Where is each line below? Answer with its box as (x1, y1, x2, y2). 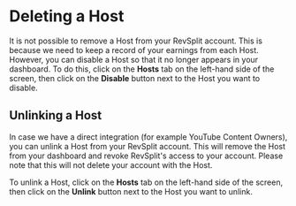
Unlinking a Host (9, 108, 102, 123)
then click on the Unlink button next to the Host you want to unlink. (9, 186, 254, 196)
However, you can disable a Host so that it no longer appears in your (9, 54, 259, 65)
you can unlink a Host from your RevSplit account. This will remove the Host (9, 141, 285, 151)
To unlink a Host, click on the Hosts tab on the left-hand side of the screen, (9, 177, 284, 187)
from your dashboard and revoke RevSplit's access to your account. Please (9, 150, 284, 161)
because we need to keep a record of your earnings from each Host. (9, 44, 259, 55)
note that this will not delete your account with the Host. (9, 159, 213, 170)
